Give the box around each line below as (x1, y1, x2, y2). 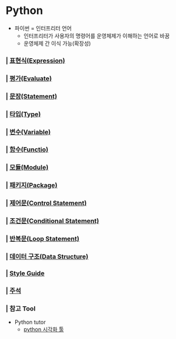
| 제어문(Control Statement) (5, 199, 87, 207)
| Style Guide (5, 269, 45, 277)
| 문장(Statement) (5, 92, 58, 100)
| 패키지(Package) (5, 181, 58, 190)
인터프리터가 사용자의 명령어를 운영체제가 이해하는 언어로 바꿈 (23, 32, 170, 39)
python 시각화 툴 (23, 326, 64, 333)
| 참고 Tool (5, 304, 36, 313)
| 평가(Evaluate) (5, 74, 52, 83)
